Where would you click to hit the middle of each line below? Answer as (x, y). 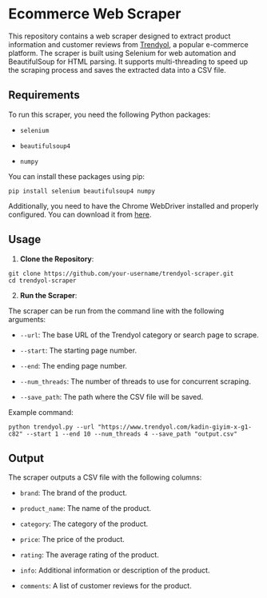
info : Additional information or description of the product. (115, 570)
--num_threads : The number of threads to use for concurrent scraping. (135, 381)
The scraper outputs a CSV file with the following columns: (105, 477)
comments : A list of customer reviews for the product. (106, 586)
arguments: (27, 319)
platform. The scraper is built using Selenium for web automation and (122, 53)
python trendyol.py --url (51, 427)
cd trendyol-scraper (43, 281)
